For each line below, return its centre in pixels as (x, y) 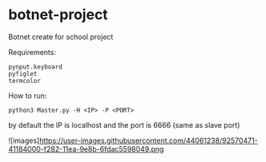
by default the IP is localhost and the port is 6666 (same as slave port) (124, 124)
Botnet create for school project (61, 37)
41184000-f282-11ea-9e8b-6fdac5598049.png (86, 148)
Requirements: (32, 52)
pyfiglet (23, 73)
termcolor (25, 81)
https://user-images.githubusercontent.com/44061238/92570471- (148, 140)
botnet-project (58, 15)
